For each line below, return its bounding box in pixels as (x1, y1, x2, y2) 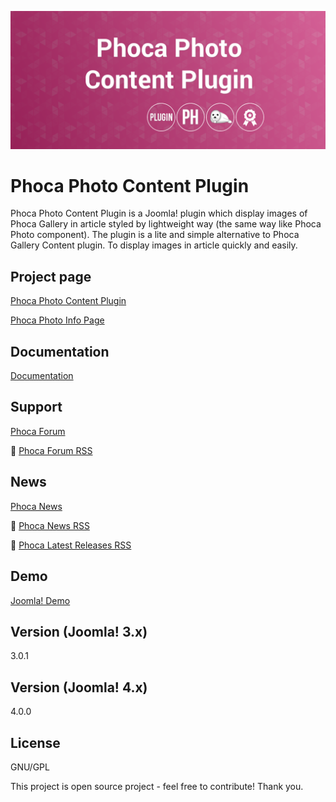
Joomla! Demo (10, 594, 71, 606)
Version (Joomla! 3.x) (10, 623, 148, 640)
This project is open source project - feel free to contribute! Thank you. (10, 780, 304, 792)
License (10, 734, 61, 751)
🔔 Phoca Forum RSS (10, 444, 93, 456)
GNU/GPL (10, 761, 50, 773)
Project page (10, 268, 92, 285)
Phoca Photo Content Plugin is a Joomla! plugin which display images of (10, 207, 308, 220)
